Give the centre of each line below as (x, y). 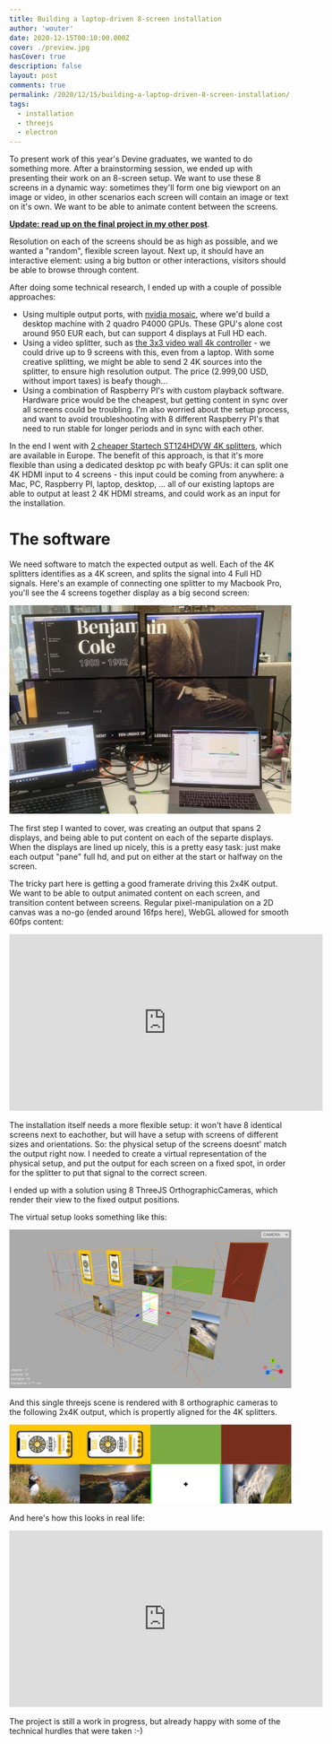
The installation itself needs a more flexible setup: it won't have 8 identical (146, 1124)
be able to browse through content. (74, 270)
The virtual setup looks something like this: (88, 1217)
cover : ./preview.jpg (50, 48)
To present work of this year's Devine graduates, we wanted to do (131, 159)
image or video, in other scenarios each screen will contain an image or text (149, 197)
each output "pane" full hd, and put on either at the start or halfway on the (146, 856)
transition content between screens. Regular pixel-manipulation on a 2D (142, 902)
